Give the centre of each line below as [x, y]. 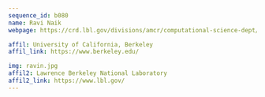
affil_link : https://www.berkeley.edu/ [74, 52]
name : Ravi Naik [35, 23]
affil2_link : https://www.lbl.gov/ [67, 80]
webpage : [22, 30]
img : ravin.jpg [33, 66]
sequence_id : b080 [38, 15]
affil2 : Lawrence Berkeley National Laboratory [88, 73]
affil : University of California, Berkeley [81, 44]
